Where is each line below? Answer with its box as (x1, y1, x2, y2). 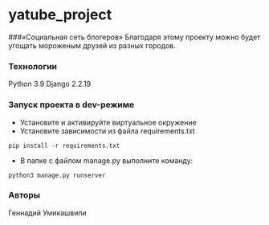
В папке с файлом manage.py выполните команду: (19, 155, 194, 166)
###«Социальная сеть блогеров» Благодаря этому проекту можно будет (8, 32, 261, 42)
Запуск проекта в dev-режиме (8, 99, 135, 110)
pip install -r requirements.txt (8, 141, 120, 149)
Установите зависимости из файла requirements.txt (19, 126, 195, 136)
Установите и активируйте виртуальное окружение (19, 117, 197, 127)
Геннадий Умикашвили (8, 207, 87, 218)
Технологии (8, 60, 58, 72)
